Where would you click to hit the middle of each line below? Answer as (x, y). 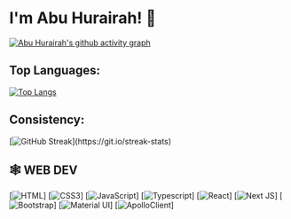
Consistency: (47, 120)
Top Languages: (55, 70)
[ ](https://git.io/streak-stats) (90, 141)
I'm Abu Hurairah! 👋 (83, 18)
